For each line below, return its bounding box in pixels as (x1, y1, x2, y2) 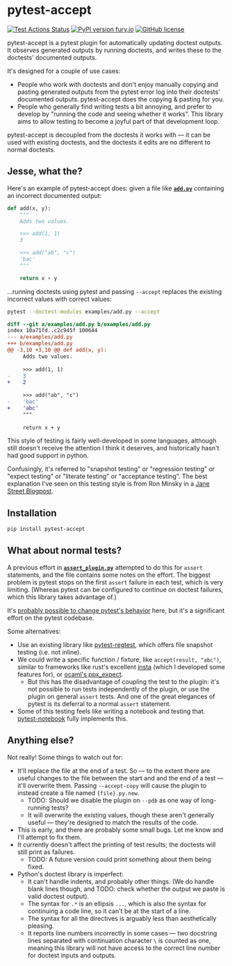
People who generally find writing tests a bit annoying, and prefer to (17, 102, 212, 110)
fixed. (27, 862, 44, 871)
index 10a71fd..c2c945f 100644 (7, 327, 98, 334)
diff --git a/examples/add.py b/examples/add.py (7, 320, 151, 328)
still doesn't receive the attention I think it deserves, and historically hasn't (7, 444, 220, 452)
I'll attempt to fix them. (17, 833, 82, 841)
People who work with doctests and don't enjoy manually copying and (17, 80, 219, 88)
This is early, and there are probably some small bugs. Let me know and (17, 826, 224, 834)
